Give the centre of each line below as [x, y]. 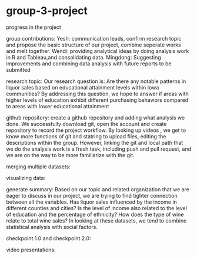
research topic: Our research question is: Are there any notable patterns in [96, 81]
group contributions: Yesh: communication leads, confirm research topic [94, 38]
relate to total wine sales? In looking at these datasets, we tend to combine [96, 220]
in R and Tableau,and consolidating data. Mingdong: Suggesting [84, 57]
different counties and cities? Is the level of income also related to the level [96, 208]
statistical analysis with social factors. [52, 227]
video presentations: [31, 250]
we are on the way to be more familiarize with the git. [70, 155]
